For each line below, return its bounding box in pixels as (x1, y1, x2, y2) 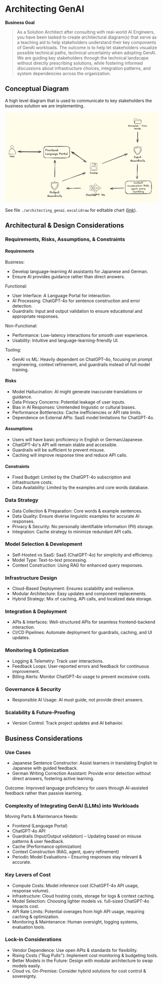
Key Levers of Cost (5, 871, 51, 878)
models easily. (12, 963, 41, 968)
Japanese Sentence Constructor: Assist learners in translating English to (12, 760, 158, 766)
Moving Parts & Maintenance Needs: (5, 814, 78, 820)
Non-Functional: (5, 323, 37, 328)
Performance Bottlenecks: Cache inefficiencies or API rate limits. (12, 409, 142, 415)
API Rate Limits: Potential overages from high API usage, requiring (12, 908, 145, 914)
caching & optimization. (12, 914, 60, 920)
